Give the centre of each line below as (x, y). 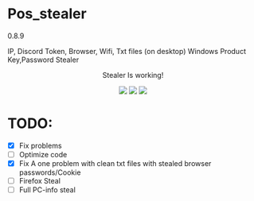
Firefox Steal (40, 181)
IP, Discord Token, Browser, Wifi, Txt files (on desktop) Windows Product (127, 51)
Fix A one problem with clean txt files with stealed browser (115, 163)
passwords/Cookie (50, 172)
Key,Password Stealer (43, 60)
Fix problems (40, 145)
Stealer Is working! (133, 75)
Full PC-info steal (47, 190)
